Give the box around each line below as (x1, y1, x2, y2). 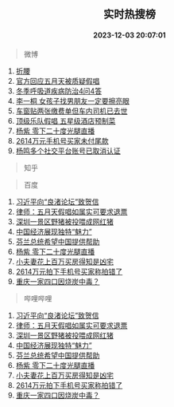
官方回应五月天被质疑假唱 (15, 76, 100, 85)
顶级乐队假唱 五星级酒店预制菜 (15, 116, 116, 125)
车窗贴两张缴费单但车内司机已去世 (15, 106, 128, 116)
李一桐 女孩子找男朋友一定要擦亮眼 (15, 96, 130, 105)
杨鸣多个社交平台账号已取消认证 (15, 146, 121, 156)
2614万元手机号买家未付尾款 (15, 136, 109, 145)
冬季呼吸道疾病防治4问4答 (15, 86, 102, 96)
